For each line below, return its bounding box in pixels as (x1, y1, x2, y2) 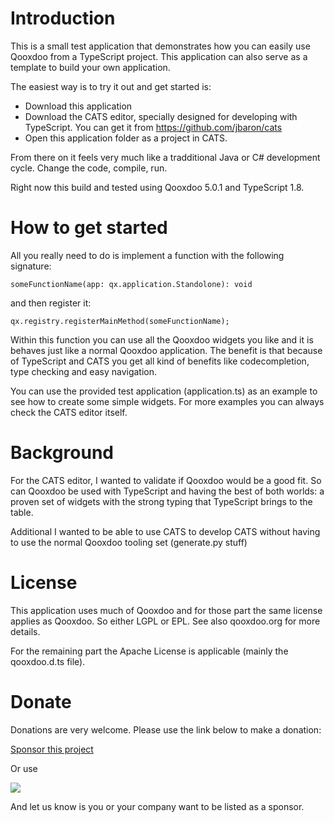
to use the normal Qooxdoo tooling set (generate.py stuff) (10, 536, 248, 548)
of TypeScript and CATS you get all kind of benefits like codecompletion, (10, 355, 310, 367)
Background (10, 442, 114, 464)
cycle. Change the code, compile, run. (10, 162, 168, 174)
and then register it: (10, 297, 92, 309)
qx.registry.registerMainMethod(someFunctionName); (10, 316, 230, 326)
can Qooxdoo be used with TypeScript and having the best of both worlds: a (10, 485, 325, 497)
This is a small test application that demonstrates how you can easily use (10, 40, 311, 52)
